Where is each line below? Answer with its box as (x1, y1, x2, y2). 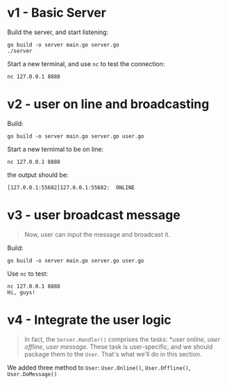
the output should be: (7, 171, 69, 179)
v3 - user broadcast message (7, 207, 180, 223)
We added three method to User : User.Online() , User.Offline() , (7, 363, 191, 372)
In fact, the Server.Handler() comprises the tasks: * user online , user (24, 335, 221, 343)
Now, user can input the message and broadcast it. (24, 230, 170, 238)
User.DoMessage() (7, 370, 58, 377)
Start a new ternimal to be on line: (7, 145, 104, 153)
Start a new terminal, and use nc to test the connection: (7, 59, 165, 68)
